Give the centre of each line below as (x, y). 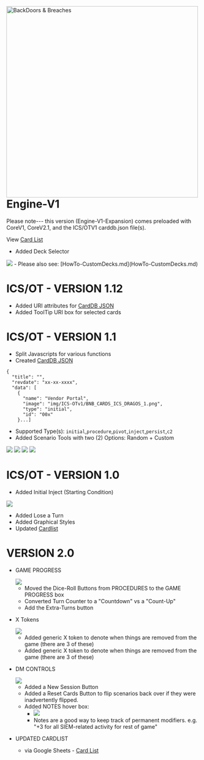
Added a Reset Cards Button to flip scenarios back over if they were (110, 693)
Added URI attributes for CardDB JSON (65, 306)
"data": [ (24, 388)
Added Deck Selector (42, 251)
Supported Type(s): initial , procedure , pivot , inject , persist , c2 (94, 431)
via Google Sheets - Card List (62, 750)
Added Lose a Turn (39, 515)
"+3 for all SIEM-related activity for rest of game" (96, 726)
